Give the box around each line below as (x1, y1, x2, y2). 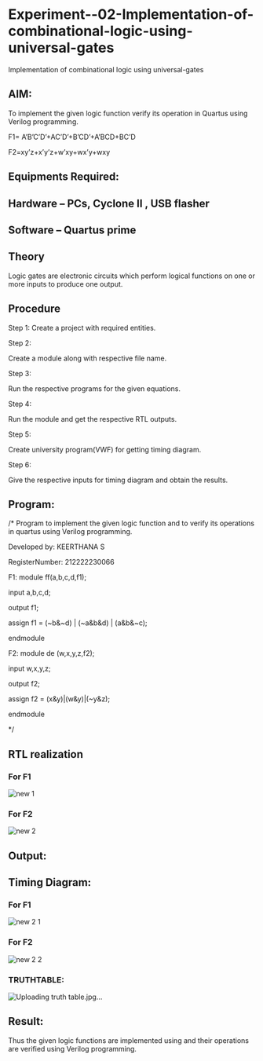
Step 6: (8, 459, 31, 469)
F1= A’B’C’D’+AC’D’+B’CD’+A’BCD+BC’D (8, 132, 136, 141)
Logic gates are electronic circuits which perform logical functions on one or (8, 271, 256, 280)
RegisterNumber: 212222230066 (8, 558, 115, 567)
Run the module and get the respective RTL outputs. (8, 414, 177, 423)
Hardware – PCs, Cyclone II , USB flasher (8, 196, 210, 210)
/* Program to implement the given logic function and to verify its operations (8, 518, 255, 528)
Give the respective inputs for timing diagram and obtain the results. (8, 475, 228, 485)
